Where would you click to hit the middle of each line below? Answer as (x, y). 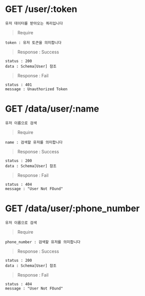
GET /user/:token (41, 9)
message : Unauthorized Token (36, 89)
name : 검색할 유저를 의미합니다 (34, 142)
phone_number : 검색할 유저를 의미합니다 (43, 242)
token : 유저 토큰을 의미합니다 (33, 43)
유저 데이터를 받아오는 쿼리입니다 (34, 23)
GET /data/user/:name (52, 109)
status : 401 (19, 85)
